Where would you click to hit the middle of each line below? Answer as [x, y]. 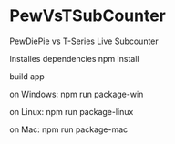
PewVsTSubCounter [88, 16]
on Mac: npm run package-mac [69, 129]
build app [27, 76]
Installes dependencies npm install [74, 58]
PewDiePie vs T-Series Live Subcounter [84, 41]
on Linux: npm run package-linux [72, 111]
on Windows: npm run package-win [77, 94]
